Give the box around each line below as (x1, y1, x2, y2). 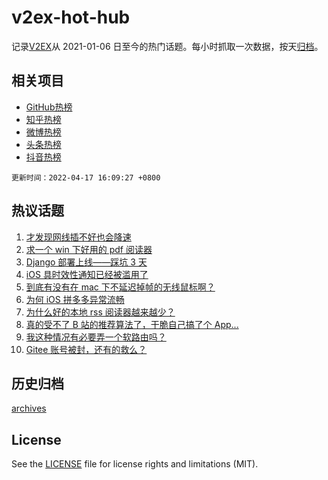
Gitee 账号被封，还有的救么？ (25, 343, 148, 355)
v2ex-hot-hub (11, 6, 131, 29)
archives (11, 402, 47, 415)
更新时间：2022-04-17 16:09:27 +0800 (11, 172, 161, 183)
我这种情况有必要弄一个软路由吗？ (25, 331, 167, 343)
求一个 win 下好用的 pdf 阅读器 (25, 243, 153, 255)
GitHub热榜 (25, 101, 73, 113)
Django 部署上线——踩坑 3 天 (25, 256, 148, 268)
